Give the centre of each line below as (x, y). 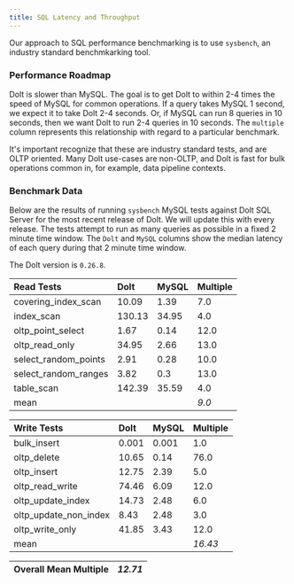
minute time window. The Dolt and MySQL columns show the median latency (146, 238)
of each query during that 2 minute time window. (98, 248)
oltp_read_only (44, 345)
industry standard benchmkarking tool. (80, 52)
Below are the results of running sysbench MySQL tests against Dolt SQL (140, 210)
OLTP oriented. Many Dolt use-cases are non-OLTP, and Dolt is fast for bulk (147, 158)
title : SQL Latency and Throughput (75, 17)
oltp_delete (37, 457)
